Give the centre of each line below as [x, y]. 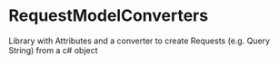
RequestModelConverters [109, 16]
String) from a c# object [53, 50]
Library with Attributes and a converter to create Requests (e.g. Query [139, 41]
